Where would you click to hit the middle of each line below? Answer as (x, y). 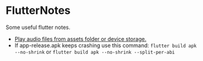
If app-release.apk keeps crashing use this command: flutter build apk (105, 45)
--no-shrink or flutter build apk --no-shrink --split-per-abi (95, 51)
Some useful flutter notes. (38, 27)
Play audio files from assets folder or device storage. (80, 39)
